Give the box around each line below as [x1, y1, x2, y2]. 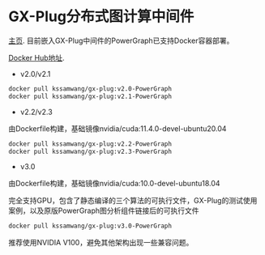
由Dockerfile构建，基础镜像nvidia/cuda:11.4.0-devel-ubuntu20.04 [8, 123, 227, 134]
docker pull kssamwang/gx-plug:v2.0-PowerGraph [8, 84, 173, 93]
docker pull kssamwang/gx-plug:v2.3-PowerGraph [8, 147, 173, 155]
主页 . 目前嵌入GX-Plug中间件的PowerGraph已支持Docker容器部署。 [8, 36, 234, 45]
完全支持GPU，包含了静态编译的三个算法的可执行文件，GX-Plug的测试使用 [8, 196, 258, 206]
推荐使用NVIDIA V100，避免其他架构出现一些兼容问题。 [8, 238, 194, 248]
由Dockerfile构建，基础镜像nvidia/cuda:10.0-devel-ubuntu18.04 [8, 179, 220, 189]
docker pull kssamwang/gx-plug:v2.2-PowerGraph [8, 139, 173, 148]
